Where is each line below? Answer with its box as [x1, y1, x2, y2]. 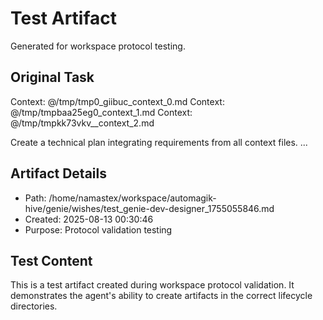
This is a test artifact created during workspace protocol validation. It [10, 279, 295, 291]
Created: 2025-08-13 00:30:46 [24, 213, 154, 225]
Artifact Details [10, 165, 107, 182]
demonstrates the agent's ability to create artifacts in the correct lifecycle [10, 290, 313, 302]
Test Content [10, 252, 93, 269]
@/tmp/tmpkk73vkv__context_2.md [10, 117, 155, 129]
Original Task [10, 69, 95, 86]
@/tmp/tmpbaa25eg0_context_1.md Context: [10, 106, 193, 118]
